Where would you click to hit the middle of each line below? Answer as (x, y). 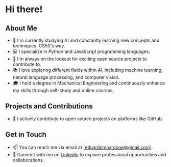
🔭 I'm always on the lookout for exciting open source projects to (80, 59)
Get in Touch (26, 135)
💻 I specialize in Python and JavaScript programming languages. (81, 51)
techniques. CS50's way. (39, 46)
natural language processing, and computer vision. (66, 77)
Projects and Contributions (49, 106)
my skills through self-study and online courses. (63, 90)
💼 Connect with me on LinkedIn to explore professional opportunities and (89, 154)
